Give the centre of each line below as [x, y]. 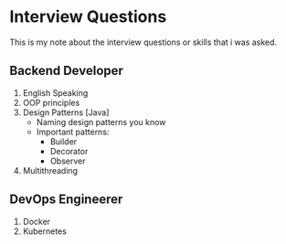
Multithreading [50, 170]
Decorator [69, 151]
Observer [68, 161]
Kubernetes [44, 231]
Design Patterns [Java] [66, 112]
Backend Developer [66, 71]
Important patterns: [73, 132]
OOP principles [51, 102]
